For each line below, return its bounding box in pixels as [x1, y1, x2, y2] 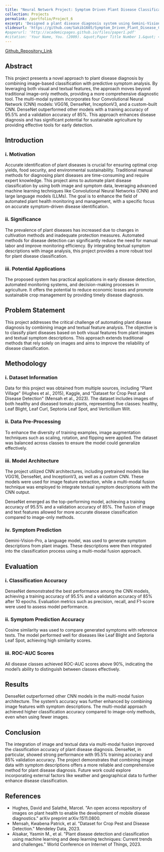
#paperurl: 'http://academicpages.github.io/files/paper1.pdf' [5, 30, 137, 35]
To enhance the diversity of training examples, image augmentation [5, 429, 141, 435]
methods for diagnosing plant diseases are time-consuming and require [5, 172, 149, 178]
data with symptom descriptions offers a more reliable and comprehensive [5, 762, 155, 768]
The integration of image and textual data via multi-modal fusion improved [5, 741, 155, 747]
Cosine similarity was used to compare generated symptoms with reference [5, 627, 158, 633]
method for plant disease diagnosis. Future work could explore [5, 767, 131, 773]
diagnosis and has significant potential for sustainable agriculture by [5, 117, 143, 122]
